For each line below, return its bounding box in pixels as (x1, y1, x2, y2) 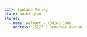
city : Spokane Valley (4, 7, 48, 12)
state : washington (4, 12, 41, 16)
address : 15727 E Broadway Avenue (13, 25, 82, 30)
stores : (4, 16, 20, 21)
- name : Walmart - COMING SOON (9, 20, 72, 25)
